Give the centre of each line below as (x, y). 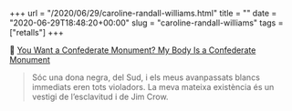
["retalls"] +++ (36, 32)
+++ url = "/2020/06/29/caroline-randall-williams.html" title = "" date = (143, 13)
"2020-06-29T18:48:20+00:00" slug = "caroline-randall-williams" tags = (146, 23)
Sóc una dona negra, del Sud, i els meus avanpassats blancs (146, 77)
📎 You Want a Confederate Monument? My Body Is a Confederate (133, 50)
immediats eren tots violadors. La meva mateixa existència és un (153, 87)
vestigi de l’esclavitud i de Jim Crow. (100, 96)
